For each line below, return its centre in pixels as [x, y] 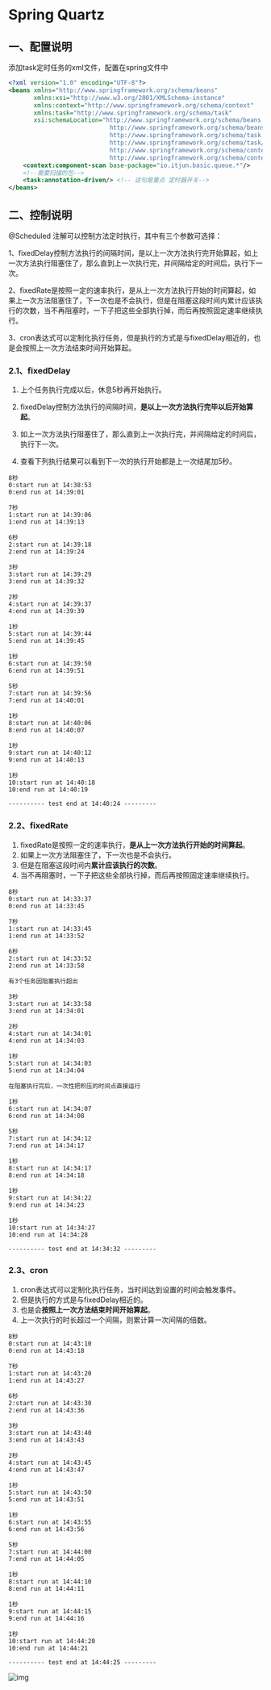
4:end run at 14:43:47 [46, 1470]
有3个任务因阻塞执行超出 [43, 981]
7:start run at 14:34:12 [50, 1138]
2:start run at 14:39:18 [50, 545]
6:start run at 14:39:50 [50, 664]
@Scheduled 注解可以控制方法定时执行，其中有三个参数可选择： [115, 236]
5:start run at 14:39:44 [50, 634]
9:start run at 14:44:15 [50, 1611]
